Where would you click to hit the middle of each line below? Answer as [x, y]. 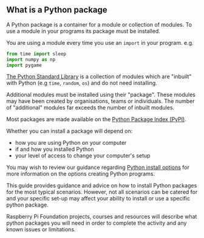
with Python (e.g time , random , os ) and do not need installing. [82, 83]
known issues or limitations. [41, 230]
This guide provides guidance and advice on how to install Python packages [102, 186]
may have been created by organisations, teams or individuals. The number [101, 101]
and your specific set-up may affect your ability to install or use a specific [98, 199]
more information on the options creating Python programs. [81, 174]
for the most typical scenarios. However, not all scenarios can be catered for [102, 192]
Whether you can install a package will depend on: [70, 131]
